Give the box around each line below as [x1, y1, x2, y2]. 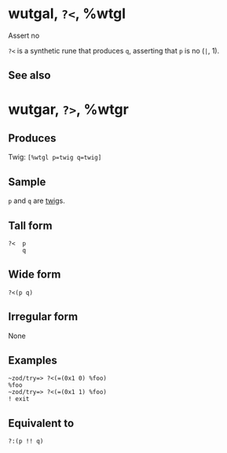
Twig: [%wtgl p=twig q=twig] [8, 153, 102, 162]
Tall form [8, 219, 53, 232]
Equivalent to [8, 416, 75, 429]
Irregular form [8, 310, 79, 323]
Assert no [8, 31, 40, 40]
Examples [8, 353, 57, 366]
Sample [8, 175, 46, 189]
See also [8, 68, 51, 83]
